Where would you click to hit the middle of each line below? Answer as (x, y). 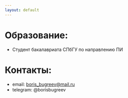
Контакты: (28, 70)
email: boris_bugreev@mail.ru (43, 84)
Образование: (36, 35)
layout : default (22, 10)
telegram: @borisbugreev (39, 89)
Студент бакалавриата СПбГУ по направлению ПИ (68, 50)
